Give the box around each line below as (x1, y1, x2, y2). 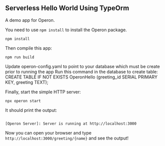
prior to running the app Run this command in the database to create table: (5, 69, 158, 74)
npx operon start (5, 98, 41, 103)
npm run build (5, 55, 35, 60)
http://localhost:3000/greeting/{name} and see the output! (5, 135, 129, 141)
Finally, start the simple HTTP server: (5, 89, 81, 95)
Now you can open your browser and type (5, 130, 92, 136)
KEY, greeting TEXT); (5, 79, 49, 85)
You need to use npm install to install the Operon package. (5, 27, 127, 33)
